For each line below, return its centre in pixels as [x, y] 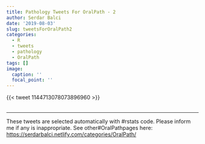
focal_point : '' [32, 80]
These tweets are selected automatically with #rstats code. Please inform [99, 121]
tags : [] [17, 63]
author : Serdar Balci [34, 18]
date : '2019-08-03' [31, 23]
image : [15, 69]
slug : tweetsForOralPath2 [39, 29]
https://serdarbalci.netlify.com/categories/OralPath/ [71, 134]
